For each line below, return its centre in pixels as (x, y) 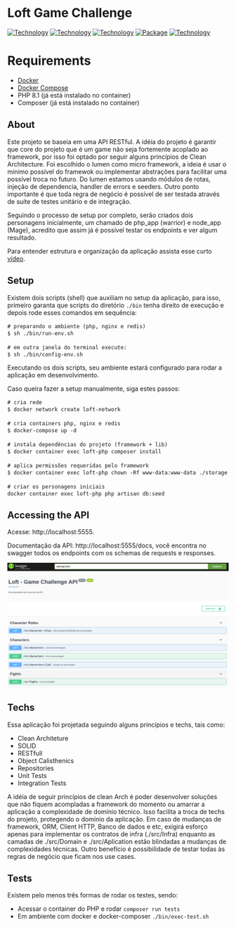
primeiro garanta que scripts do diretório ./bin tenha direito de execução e (116, 305)
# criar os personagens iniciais (56, 486)
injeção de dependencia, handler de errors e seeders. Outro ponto (103, 186)
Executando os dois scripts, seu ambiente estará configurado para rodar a (115, 368)
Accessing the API (48, 515)
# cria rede (25, 402)
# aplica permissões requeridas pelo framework (78, 465)
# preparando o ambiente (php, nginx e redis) (77, 326)
